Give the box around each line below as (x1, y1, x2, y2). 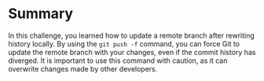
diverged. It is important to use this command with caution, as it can (8, 56, 228, 65)
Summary (8, 5, 73, 23)
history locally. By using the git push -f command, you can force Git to (8, 39, 240, 48)
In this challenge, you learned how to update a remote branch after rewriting (8, 31, 255, 40)
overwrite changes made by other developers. (8, 64, 158, 73)
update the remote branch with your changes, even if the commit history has (8, 47, 256, 57)
